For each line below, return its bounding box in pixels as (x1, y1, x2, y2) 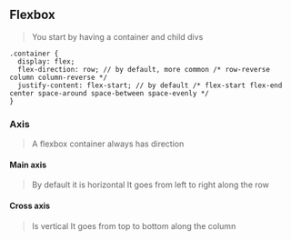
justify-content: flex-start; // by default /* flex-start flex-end (17, 81, 283, 90)
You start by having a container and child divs (31, 31, 204, 42)
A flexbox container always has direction (31, 138, 185, 149)
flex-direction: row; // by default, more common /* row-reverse (17, 65, 271, 74)
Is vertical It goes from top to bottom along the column (31, 220, 236, 231)
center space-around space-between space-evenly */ (9, 88, 209, 98)
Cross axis (9, 200, 51, 211)
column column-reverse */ (9, 73, 107, 82)
